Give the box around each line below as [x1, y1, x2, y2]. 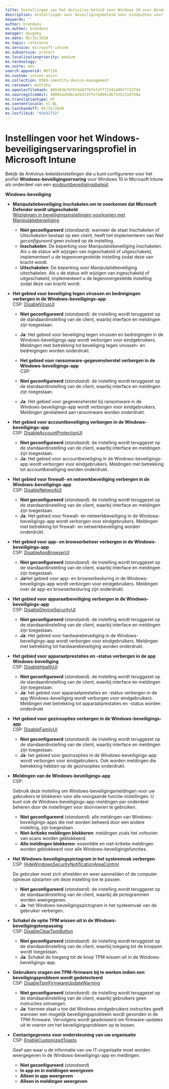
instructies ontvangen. [20, 1000, 67, 1006]
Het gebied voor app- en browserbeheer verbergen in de [12, 539, 133, 545]
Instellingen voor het [5, 132, 94, 144]
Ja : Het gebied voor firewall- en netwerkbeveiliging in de [20, 512, 138, 518]
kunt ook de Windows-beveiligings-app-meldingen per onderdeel [12, 798, 149, 804]
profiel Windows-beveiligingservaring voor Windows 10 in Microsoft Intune [5, 176, 163, 182]
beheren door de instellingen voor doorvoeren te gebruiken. [12, 804, 137, 810]
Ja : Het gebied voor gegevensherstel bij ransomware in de [20, 398, 142, 404]
